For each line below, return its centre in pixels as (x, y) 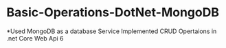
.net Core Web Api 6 (35, 38)
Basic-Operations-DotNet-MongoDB (113, 13)
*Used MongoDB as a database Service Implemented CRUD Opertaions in (112, 31)
